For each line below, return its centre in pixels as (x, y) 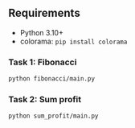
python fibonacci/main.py (51, 79)
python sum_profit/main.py (53, 116)
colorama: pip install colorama (74, 41)
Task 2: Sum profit (45, 99)
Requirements (44, 13)
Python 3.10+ (42, 32)
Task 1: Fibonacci (43, 62)
